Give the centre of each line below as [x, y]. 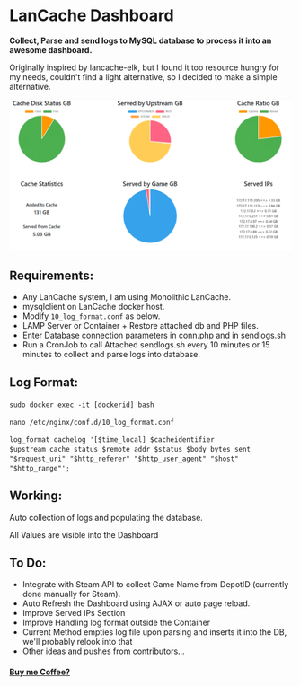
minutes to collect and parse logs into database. [111, 354]
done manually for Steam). [71, 594]
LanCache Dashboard [92, 16]
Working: [36, 496]
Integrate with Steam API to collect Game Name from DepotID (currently [155, 585]
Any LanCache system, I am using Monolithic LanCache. [127, 296]
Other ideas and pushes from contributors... [104, 651]
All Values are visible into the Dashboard [84, 534]
